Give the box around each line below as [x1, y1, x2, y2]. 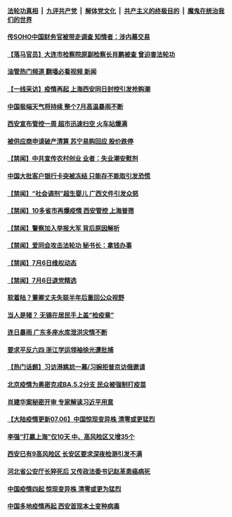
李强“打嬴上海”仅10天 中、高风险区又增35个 [7, 432, 135, 440]
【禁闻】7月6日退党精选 [7, 276, 77, 284]
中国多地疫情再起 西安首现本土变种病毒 [7, 502, 120, 511]
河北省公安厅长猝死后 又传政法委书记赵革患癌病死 [7, 467, 151, 476]
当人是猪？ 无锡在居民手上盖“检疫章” [7, 310, 115, 319]
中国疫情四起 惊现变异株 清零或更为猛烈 [7, 485, 122, 493]
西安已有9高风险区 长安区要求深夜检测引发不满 [7, 450, 143, 458]
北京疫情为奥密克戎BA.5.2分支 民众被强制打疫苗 [7, 380, 146, 389]
